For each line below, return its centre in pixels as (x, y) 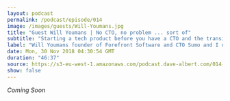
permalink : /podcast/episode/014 (55, 20)
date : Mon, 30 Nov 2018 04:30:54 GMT (61, 52)
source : (18, 64)
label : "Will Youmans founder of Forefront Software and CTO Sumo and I (113, 45)
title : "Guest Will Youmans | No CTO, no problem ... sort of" (99, 32)
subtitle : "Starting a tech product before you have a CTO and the (105, 39)
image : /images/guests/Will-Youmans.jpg (66, 26)
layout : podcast (30, 13)
